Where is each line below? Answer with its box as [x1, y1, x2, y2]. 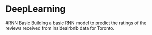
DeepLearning [5, 3, 66, 15]
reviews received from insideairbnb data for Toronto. [5, 25, 115, 31]
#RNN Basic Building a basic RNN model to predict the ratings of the [5, 20, 147, 26]
